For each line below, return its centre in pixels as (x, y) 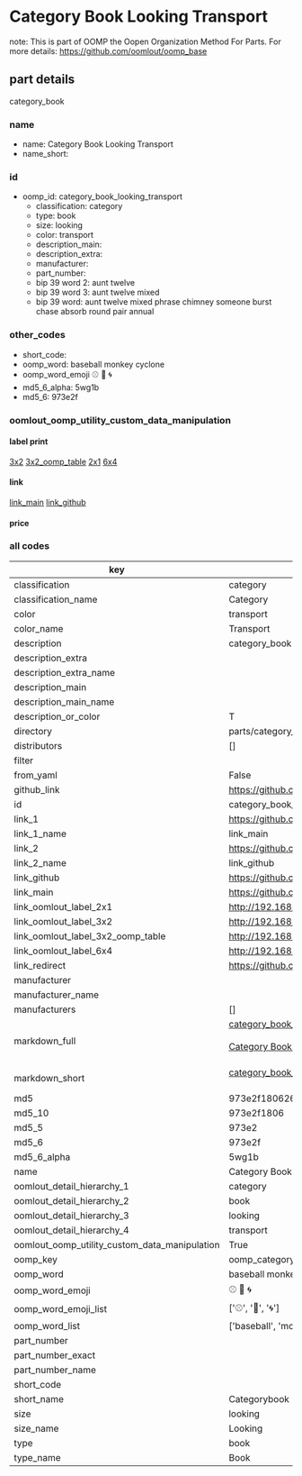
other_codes (37, 335)
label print (29, 442)
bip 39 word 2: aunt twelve (85, 283)
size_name (36, 1428)
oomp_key (36, 1259)
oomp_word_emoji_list (61, 1309)
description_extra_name (64, 672)
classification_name (56, 599)
